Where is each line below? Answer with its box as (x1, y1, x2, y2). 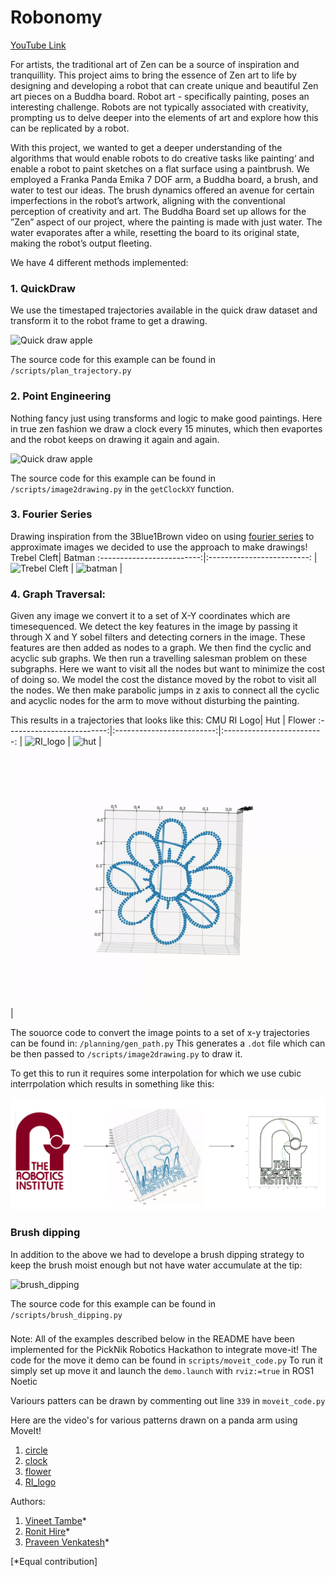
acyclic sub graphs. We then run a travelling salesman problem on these (10, 652, 308, 665)
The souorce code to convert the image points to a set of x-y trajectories (10, 1027, 310, 1039)
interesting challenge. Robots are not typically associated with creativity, (10, 101, 309, 113)
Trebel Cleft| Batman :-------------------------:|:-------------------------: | (10, 551, 318, 563)
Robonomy (10, 6, 103, 29)
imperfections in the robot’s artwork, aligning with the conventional (10, 194, 286, 206)
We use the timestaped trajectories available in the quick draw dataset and (10, 304, 318, 316)
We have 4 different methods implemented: (10, 256, 189, 268)
